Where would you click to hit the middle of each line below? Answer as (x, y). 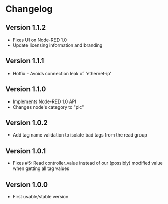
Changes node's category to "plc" (48, 107)
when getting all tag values (41, 168)
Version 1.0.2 (27, 123)
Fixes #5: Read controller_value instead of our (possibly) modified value (88, 163)
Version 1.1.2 (26, 28)
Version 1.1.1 (25, 61)
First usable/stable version (40, 197)
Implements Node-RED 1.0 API (44, 101)
